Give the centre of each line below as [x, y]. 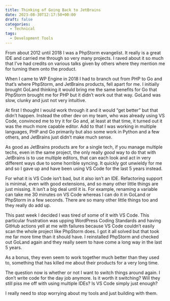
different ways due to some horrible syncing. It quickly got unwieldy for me [84, 163]
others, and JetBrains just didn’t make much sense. [59, 137]
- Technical [23, 29]
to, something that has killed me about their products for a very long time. [82, 262]
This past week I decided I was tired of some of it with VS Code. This [77, 215]
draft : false [19, 19]
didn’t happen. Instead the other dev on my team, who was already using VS [85, 115]
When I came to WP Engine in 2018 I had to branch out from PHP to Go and [84, 79]
